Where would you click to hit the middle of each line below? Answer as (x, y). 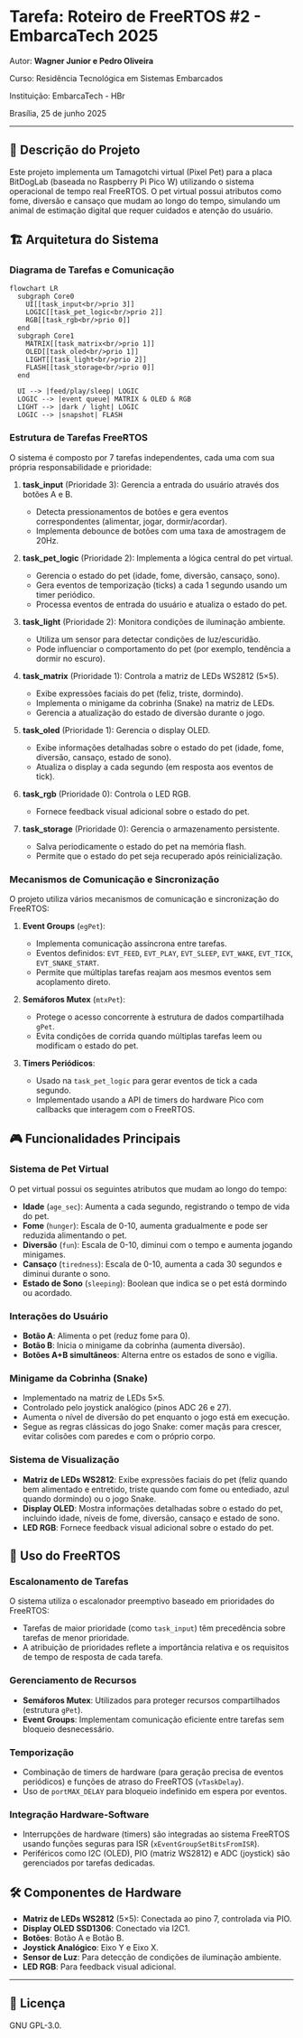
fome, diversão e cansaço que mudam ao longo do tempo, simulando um (145, 200)
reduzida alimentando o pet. (75, 1235)
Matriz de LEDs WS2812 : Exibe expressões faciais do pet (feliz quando (155, 1479)
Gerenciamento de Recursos (73, 1680)
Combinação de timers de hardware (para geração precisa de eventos (153, 1772)
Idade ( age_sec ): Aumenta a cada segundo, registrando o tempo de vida (156, 1206)
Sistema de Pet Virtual (59, 1169)
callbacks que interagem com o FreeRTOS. (115, 1110)
